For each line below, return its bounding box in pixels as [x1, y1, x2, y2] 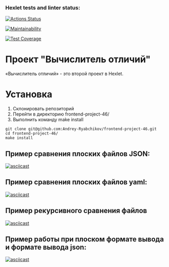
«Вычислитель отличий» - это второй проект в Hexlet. [5, 71, 124, 77]
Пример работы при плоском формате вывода [5, 235, 164, 243]
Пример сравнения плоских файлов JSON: [5, 149, 150, 158]
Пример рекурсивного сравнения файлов [5, 206, 147, 215]
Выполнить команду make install [12, 117, 83, 123]
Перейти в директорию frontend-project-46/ [12, 111, 110, 117]
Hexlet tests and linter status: [5, 4, 80, 11]
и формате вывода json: [5, 243, 87, 252]
